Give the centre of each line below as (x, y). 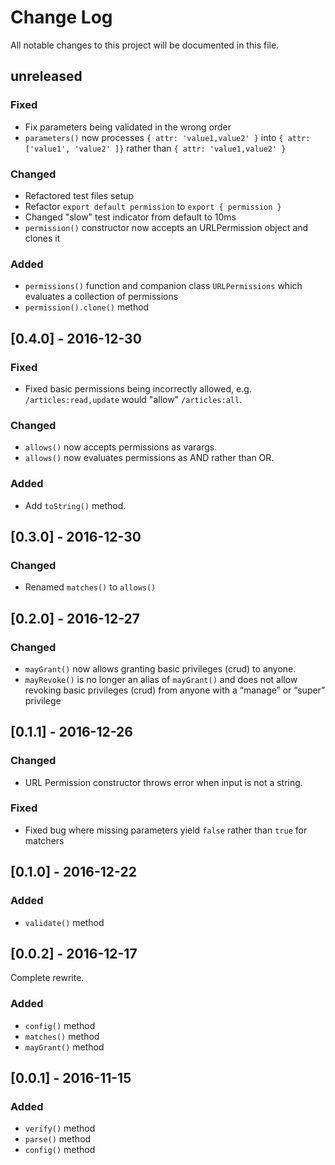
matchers (44, 840)
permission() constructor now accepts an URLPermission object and (166, 227)
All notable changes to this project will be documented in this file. (145, 45)
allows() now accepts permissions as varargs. (121, 447)
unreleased (46, 76)
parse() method (58, 1139)
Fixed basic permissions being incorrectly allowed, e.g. (138, 388)
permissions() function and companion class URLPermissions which (163, 286)
